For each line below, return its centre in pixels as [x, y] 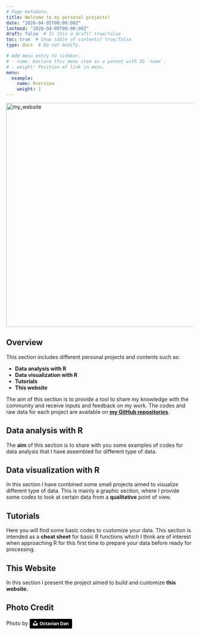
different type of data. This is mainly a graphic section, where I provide [93, 491]
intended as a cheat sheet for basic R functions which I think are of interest [99, 537]
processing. [21, 550]
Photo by [17, 623]
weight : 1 [29, 89]
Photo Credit [30, 608]
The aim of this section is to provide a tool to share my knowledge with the [97, 399]
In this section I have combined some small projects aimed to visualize [92, 484]
